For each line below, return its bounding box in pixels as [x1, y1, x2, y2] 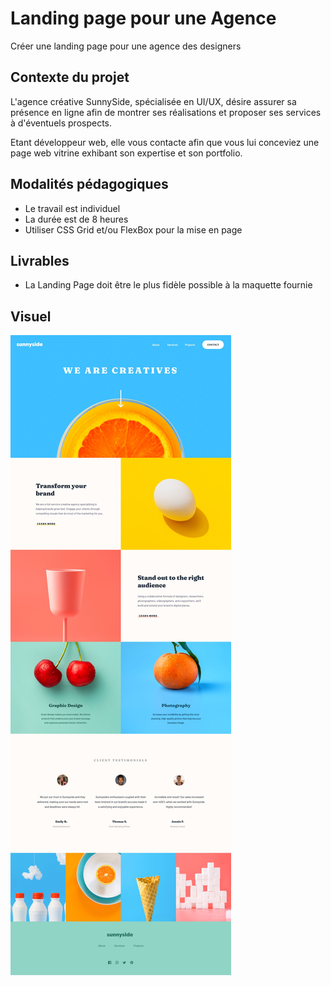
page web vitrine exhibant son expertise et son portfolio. [10, 147, 243, 159]
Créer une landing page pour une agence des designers [10, 40, 242, 52]
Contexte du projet [10, 69, 130, 86]
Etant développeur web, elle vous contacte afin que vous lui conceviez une [10, 136, 320, 148]
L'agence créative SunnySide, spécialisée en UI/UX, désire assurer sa [10, 95, 297, 107]
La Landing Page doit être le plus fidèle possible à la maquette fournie [24, 279, 313, 291]
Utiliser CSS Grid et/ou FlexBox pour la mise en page [24, 223, 243, 236]
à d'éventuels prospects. [10, 117, 113, 129]
